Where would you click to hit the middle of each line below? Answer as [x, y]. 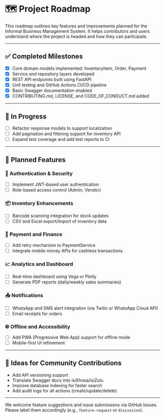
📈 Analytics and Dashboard [39, 264]
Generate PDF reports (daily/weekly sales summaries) [67, 282]
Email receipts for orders [37, 313]
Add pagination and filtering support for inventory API [67, 134]
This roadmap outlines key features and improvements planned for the [76, 26]
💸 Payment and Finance [34, 234]
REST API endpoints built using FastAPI [52, 79]
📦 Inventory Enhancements [39, 203]
